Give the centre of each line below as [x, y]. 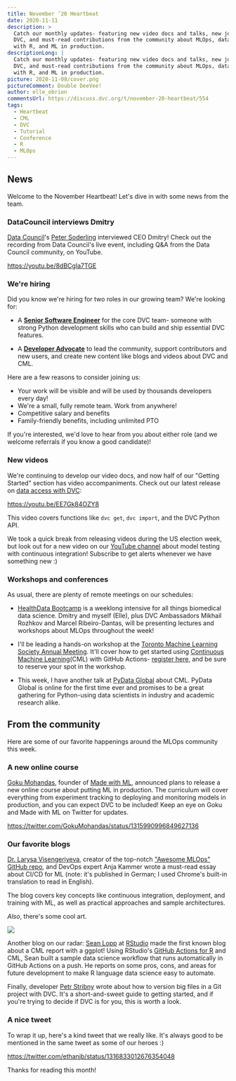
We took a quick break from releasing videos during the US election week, [115, 539]
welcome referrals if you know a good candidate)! [79, 442]
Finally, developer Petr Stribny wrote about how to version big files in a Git [114, 987]
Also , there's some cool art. [47, 917]
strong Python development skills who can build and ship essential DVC [121, 328]
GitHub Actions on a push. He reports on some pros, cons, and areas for [112, 966]
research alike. [39, 702]
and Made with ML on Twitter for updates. [68, 813]
